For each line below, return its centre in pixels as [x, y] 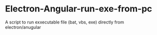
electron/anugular [23, 27]
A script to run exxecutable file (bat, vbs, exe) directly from [65, 22]
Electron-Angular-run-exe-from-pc [79, 9]
